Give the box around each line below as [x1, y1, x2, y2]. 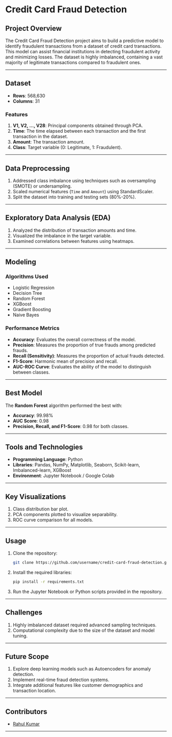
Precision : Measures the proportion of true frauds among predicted [12, 342, 156, 348]
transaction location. [12, 688, 56, 694]
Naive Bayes [12, 312, 39, 318]
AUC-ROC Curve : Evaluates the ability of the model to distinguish [12, 363, 152, 370]
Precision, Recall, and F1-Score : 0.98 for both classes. [12, 423, 129, 429]
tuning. [12, 632, 28, 639]
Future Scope [5, 652, 49, 661]
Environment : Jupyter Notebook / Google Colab [12, 473, 115, 479]
